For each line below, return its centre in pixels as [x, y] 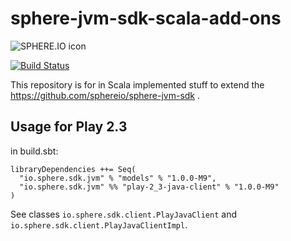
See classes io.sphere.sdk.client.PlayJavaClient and [123, 214]
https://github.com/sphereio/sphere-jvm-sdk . [105, 95]
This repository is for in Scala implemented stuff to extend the [137, 84]
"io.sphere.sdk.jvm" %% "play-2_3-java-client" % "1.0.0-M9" [149, 187]
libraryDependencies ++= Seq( [73, 169]
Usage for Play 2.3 [69, 127]
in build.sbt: [34, 151]
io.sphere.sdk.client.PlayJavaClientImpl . [99, 224]
